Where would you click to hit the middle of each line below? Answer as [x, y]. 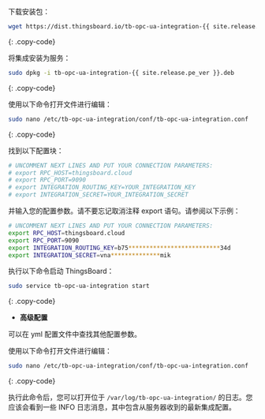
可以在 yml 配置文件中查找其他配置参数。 [75, 335]
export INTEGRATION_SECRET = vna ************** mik [90, 255]
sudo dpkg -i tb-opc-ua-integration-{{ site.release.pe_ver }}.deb [121, 73]
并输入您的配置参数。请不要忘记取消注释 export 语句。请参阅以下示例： [124, 211]
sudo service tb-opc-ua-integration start [79, 286]
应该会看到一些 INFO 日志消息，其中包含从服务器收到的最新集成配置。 [122, 407]
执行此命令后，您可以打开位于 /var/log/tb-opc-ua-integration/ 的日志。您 [131, 398]
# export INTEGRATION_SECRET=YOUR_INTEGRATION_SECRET [99, 195]
